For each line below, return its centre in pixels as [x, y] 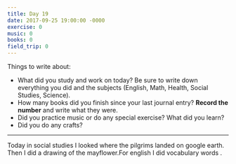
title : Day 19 [28, 14]
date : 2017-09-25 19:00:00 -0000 [56, 20]
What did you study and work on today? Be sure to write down [107, 80]
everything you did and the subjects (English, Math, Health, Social [113, 88]
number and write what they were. [67, 110]
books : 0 [20, 40]
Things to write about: [39, 67]
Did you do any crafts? [50, 125]
